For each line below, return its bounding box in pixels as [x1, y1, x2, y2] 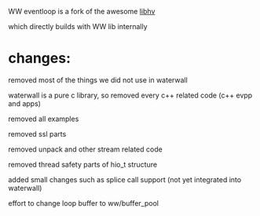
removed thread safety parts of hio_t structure [8, 159, 158, 169]
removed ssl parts [8, 129, 67, 138]
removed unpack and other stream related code [8, 145, 163, 154]
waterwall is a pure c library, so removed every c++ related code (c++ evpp [8, 90, 253, 100]
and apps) [8, 98, 42, 108]
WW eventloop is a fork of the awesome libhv [8, 7, 156, 16]
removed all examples [8, 114, 79, 123]
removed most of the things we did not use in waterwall [8, 75, 189, 85]
